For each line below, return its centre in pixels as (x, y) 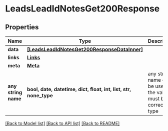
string (15, 92)
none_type (40, 95)
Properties (22, 27)
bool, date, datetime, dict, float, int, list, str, (79, 89)
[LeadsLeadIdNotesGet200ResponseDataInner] (85, 49)
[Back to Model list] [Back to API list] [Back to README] (62, 123)
